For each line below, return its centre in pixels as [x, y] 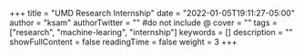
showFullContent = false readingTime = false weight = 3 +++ [124, 42]
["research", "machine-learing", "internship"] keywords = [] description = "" [151, 32]
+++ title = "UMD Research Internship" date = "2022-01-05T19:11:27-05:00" [152, 13]
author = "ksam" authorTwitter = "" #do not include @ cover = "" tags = [143, 23]
